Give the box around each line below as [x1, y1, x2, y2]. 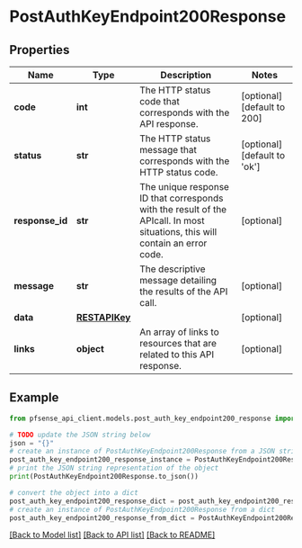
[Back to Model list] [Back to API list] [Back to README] [9, 529, 216, 541]
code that [138, 95, 180, 107]
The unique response [138, 181, 229, 193]
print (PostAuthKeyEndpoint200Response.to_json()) [9, 472, 200, 481]
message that [138, 144, 198, 156]
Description [160, 69, 212, 81]
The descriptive [138, 263, 206, 275]
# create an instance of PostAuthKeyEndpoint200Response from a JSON [9, 447, 276, 456]
